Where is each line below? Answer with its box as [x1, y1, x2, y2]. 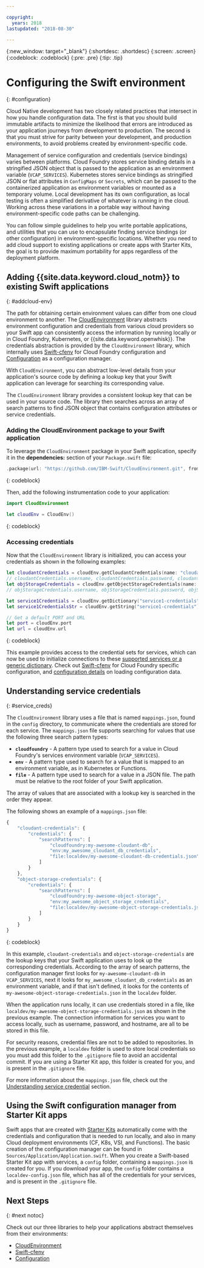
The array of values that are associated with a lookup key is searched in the [6, 789, 195, 797]
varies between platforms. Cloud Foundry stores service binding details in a [6, 158, 195, 165]
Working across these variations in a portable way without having [6, 204, 170, 211]
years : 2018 [12, 20, 42, 26]
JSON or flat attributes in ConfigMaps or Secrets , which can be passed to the [6, 177, 197, 185]
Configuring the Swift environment [6, 76, 186, 89]
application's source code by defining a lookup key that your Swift [6, 373, 172, 381]
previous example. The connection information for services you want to [6, 1014, 185, 1021]
